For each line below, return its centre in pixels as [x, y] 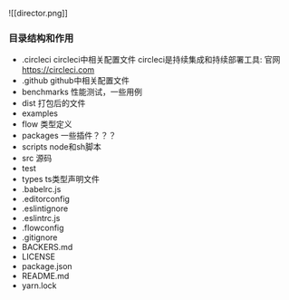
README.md [45, 276]
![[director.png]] [39, 13]
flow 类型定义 [47, 124]
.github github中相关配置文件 [76, 81]
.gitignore [39, 237]
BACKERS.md [47, 247]
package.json [47, 266]
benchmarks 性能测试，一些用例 [82, 92]
